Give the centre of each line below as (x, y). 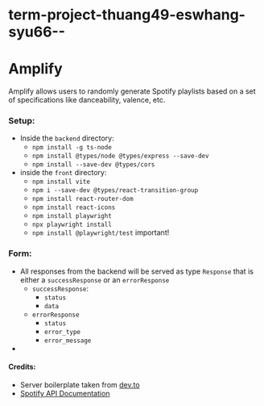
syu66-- (37, 32)
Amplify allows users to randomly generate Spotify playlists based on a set (132, 91)
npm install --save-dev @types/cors (93, 165)
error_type (62, 332)
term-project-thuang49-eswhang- (127, 15)
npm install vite (61, 182)
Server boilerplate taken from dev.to (80, 384)
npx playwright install (72, 225)
